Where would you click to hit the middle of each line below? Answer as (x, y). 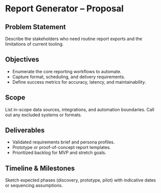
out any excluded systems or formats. (44, 115)
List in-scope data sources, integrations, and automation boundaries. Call (80, 109)
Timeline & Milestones (40, 168)
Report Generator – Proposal (64, 9)
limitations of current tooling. (35, 44)
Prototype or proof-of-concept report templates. (61, 147)
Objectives (22, 60)
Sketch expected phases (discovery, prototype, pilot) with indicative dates (80, 180)
